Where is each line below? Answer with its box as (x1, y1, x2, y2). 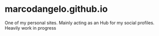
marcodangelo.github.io (5, 3, 108, 15)
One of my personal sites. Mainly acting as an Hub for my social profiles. (5, 20, 155, 26)
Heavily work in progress (5, 25, 56, 31)
